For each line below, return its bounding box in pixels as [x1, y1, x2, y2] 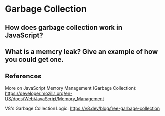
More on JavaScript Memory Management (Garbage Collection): [5, 85, 137, 91]
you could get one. [5, 55, 64, 64]
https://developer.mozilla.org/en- [5, 90, 73, 96]
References [5, 72, 42, 80]
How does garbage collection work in [5, 23, 123, 32]
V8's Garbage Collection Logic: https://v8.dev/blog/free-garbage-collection [5, 105, 160, 111]
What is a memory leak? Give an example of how [5, 47, 158, 56]
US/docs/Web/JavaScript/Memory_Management [5, 95, 104, 102]
